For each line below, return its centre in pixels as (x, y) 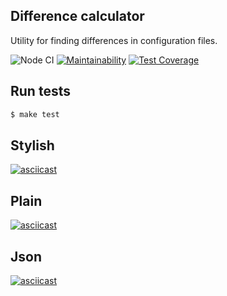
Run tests (40, 91)
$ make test (35, 114)
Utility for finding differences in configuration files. (114, 40)
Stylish (32, 145)
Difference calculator (77, 16)
